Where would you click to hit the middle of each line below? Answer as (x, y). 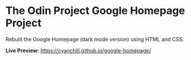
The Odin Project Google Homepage (95, 11)
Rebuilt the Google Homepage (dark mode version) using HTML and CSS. (95, 39)
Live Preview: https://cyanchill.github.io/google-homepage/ (78, 50)
